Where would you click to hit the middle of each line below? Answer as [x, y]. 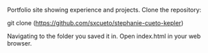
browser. [20, 43]
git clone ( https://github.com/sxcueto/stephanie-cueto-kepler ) [95, 23]
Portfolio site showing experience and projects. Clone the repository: [104, 10]
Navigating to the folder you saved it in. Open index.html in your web [104, 36]
